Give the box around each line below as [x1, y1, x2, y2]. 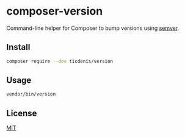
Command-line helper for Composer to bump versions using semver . [6, 24, 180, 32]
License [6, 108, 37, 118]
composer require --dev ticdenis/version [6, 58, 114, 65]
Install [6, 42, 31, 52]
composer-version [6, 4, 103, 18]
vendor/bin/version [6, 91, 56, 97]
